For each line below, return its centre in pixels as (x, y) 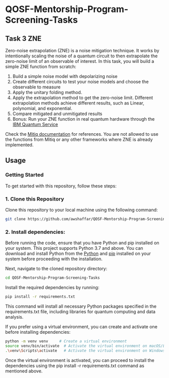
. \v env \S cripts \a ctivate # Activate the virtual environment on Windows (85, 350)
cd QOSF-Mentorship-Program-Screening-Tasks (53, 278)
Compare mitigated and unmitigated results (57, 114)
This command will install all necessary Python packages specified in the (81, 306)
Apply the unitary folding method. (47, 92)
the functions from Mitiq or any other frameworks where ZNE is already (79, 139)
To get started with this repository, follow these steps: (61, 186)
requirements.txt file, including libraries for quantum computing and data (80, 311)
